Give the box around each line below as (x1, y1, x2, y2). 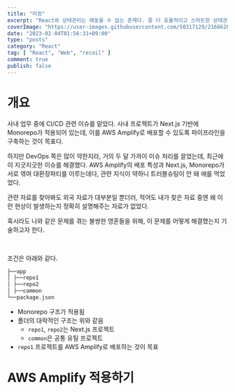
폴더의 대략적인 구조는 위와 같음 (17, 316, 104, 325)
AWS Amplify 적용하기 (7, 370, 134, 386)
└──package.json (7, 294, 55, 302)
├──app (7, 268, 27, 275)
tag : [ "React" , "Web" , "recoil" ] (7, 50, 111, 57)
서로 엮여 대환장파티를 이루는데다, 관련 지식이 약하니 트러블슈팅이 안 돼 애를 (7, 169, 213, 177)
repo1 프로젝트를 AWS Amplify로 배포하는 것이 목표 (17, 342, 159, 351)
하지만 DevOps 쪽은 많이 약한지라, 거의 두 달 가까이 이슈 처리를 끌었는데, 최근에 (7, 151, 224, 160)
